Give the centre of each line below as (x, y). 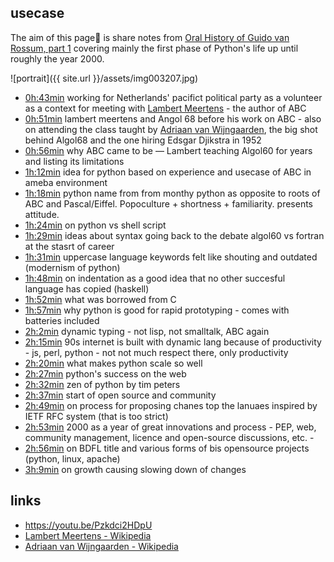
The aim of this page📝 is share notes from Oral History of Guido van (150, 37)
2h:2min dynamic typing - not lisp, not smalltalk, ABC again (147, 331)
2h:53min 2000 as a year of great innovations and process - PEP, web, (170, 427)
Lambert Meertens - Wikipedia (88, 535)
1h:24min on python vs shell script (95, 225)
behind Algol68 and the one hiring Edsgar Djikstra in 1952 (143, 140)
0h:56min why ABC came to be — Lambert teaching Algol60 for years (168, 150)
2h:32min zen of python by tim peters (102, 384)
